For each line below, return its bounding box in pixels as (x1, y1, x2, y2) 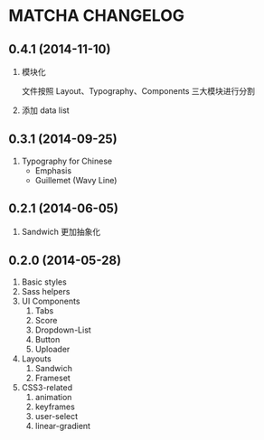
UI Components (21, 295, 80, 307)
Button (34, 334, 61, 345)
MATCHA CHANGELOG (8, 5, 184, 26)
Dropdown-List (34, 324, 91, 335)
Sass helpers (21, 286, 71, 297)
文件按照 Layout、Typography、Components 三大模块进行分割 (21, 86, 255, 96)
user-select (34, 411, 79, 422)
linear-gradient (34, 421, 91, 432)
